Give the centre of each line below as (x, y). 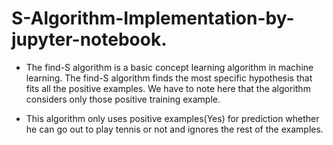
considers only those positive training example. (123, 99)
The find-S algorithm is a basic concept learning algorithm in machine (169, 67)
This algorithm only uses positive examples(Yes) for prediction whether (172, 118)
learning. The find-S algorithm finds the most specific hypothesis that (169, 78)
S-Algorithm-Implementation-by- (153, 18)
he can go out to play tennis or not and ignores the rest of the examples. (174, 129)
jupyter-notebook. (89, 39)
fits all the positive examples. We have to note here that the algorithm (168, 88)
